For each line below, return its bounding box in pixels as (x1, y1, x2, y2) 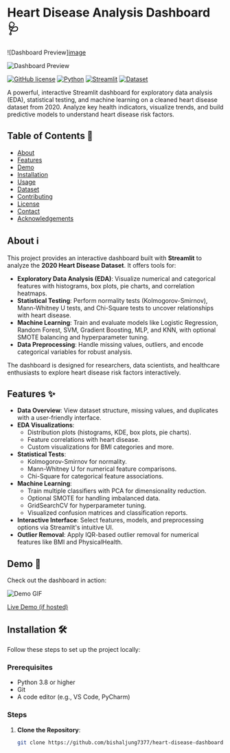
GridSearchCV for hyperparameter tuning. (27, 501, 146, 510)
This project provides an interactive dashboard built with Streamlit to (7, 253, 203, 262)
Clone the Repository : (16, 725, 81, 734)
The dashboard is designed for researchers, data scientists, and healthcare (7, 361, 220, 369)
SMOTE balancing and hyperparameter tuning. (16, 332, 149, 341)
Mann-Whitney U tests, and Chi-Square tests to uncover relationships (16, 304, 214, 312)
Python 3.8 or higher (16, 678, 76, 686)
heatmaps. (16, 289, 47, 297)
